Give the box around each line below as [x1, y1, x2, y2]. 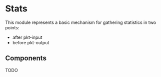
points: [5, 24, 19, 30]
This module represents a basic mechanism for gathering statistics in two [5, 19, 156, 25]
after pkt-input [12, 34, 42, 40]
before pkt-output [12, 39, 49, 45]
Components [5, 54, 46, 63]
